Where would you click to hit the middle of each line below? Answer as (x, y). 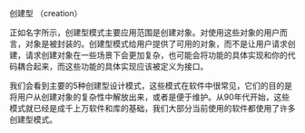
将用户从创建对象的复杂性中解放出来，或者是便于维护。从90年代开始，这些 (150, 97)
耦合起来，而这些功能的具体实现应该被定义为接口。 (113, 66)
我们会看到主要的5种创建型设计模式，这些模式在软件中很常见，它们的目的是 (151, 85)
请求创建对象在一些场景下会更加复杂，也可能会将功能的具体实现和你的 (156, 55)
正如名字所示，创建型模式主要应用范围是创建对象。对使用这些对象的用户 (144, 33)
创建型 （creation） (46, 13)
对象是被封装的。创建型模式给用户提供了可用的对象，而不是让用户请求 (156, 44)
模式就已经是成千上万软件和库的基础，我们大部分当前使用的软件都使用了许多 (152, 108)
